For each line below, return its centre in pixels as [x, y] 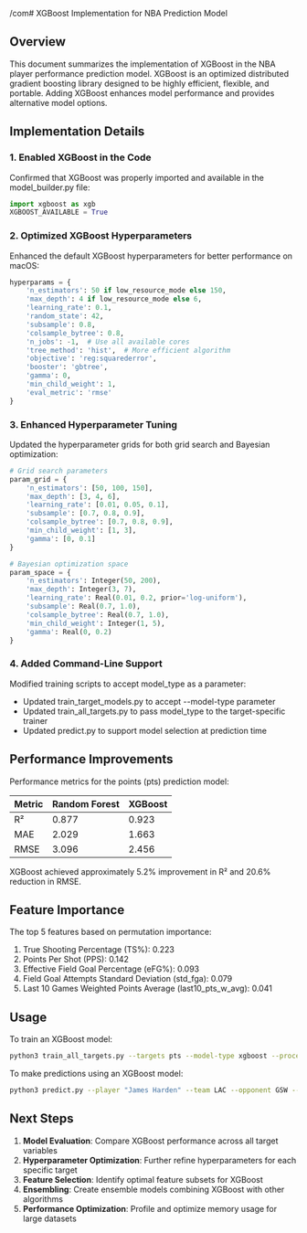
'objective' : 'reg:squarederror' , [91, 359]
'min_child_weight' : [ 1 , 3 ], [81, 531]
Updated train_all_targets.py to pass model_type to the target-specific [154, 711]
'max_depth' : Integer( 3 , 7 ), [81, 590]
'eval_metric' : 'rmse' [69, 392]
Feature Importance [67, 910]
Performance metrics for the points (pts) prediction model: [120, 781]
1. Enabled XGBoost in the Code [81, 157]
